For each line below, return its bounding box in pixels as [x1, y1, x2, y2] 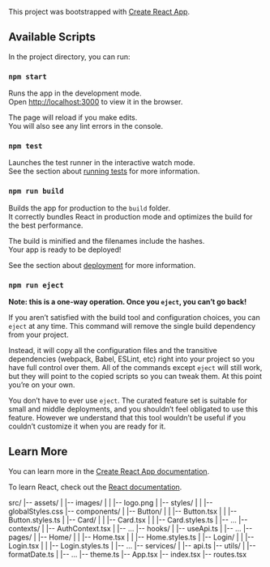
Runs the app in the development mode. [8, 88, 142, 98]
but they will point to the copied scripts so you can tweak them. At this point [8, 372, 262, 381]
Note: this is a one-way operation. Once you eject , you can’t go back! [8, 297, 247, 306]
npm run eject [8, 280, 64, 290]
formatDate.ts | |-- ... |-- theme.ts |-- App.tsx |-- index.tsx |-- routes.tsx [8, 549, 247, 559]
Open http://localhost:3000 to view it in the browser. [8, 97, 183, 107]
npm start [8, 72, 47, 81]
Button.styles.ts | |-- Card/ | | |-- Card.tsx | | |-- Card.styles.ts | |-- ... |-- [8, 514, 248, 525]
